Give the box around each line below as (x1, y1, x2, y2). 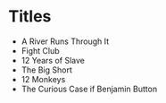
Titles (8, 6, 52, 27)
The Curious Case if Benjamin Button (21, 83, 158, 94)
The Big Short (21, 64, 73, 75)
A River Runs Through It (21, 36, 110, 47)
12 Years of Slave (21, 55, 86, 65)
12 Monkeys (21, 73, 66, 84)
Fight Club (21, 45, 60, 56)
